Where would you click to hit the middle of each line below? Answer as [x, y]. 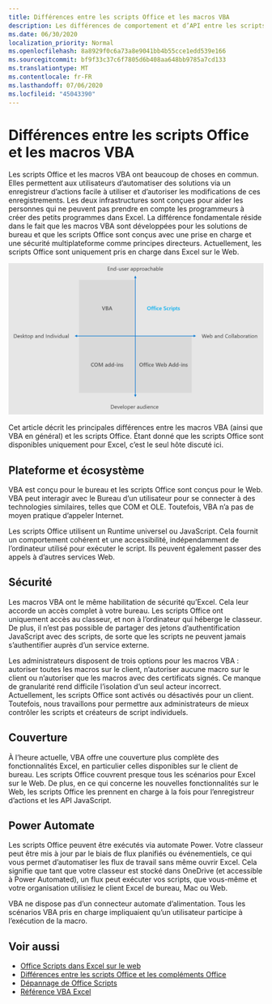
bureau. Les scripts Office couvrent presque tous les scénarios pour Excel [132, 774]
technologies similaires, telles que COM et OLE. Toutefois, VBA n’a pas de [131, 507]
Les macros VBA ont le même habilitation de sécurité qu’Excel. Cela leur [129, 602]
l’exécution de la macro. [48, 921]
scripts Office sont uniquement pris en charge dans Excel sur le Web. [124, 252]
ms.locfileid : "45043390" [52, 94]
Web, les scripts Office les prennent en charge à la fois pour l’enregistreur [132, 791]
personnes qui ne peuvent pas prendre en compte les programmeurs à [126, 209]
